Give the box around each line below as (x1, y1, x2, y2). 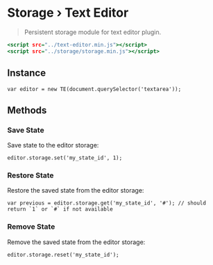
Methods (7, 104, 47, 116)
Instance (7, 67, 46, 79)
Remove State (7, 222, 56, 232)
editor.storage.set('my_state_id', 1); (7, 154, 123, 161)
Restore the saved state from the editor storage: (7, 186, 144, 195)
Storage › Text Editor (7, 5, 129, 21)
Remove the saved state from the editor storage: (7, 238, 146, 246)
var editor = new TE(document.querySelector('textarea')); (7, 86, 182, 93)
